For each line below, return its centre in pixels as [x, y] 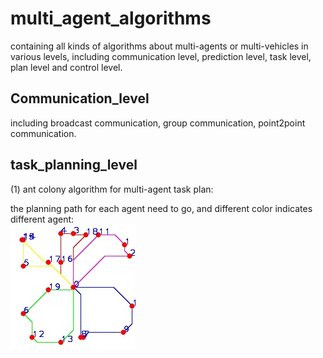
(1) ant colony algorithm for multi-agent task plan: [112, 189]
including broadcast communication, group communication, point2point [158, 123]
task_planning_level [74, 165]
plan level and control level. [66, 67]
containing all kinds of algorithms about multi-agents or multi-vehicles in [159, 46]
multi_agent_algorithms [111, 18]
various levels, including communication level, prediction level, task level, [161, 56]
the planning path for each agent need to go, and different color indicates [161, 208]
